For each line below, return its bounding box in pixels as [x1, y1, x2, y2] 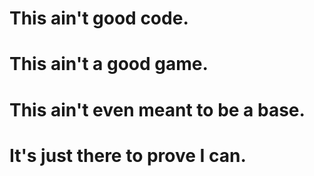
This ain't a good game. [9, 53, 209, 76]
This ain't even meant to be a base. [9, 98, 306, 121]
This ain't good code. [9, 7, 189, 30]
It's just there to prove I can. [9, 144, 247, 167]
